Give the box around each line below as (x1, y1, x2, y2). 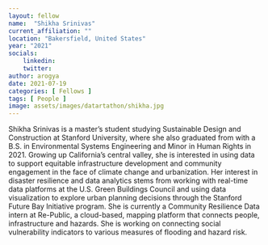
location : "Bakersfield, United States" (8, 34, 147, 43)
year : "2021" (8, 42, 52, 50)
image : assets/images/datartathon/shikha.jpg (8, 102, 164, 110)
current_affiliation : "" (8, 27, 92, 35)
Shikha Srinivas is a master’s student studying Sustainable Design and (8, 125, 241, 134)
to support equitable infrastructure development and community (8, 158, 222, 168)
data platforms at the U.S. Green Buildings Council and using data (8, 184, 227, 194)
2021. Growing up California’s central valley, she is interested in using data (8, 150, 256, 160)
